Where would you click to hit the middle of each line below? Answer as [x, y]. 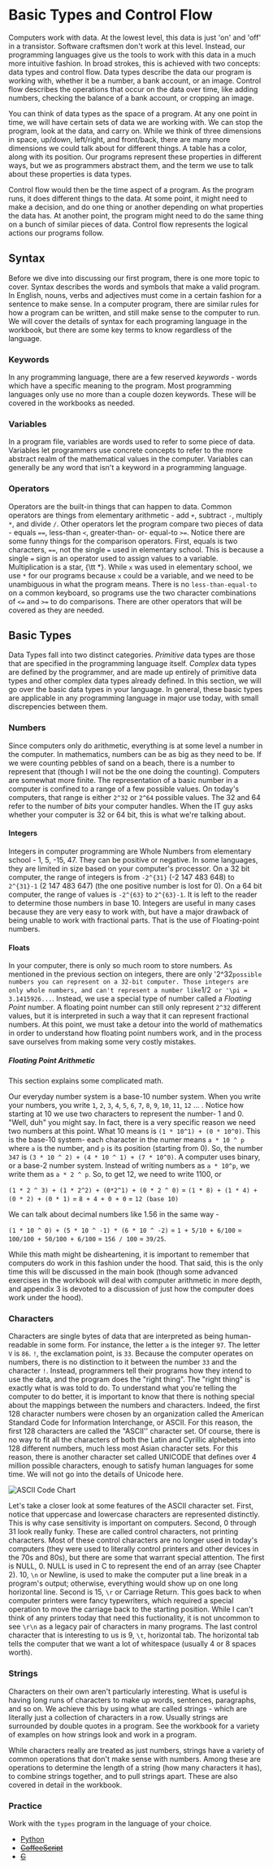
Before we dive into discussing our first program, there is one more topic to [134, 278]
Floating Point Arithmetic [52, 1060]
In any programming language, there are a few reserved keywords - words [133, 377]
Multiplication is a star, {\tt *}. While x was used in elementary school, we [131, 567]
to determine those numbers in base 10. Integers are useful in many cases [132, 902]
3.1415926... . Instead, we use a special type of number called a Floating [130, 999]
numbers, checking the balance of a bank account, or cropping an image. [131, 97]
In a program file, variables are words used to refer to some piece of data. [132, 442]
